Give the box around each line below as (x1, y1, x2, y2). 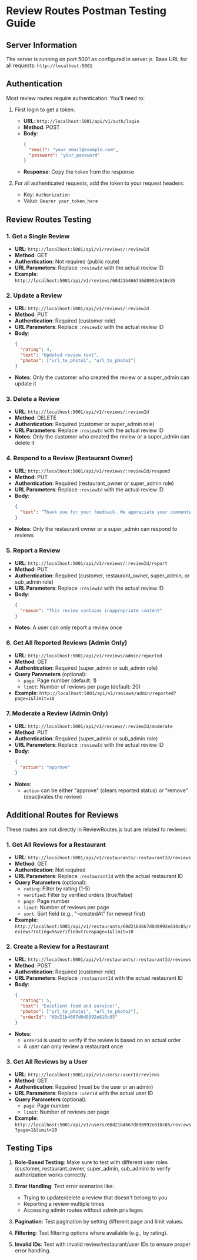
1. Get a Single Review (6, 232, 70, 240)
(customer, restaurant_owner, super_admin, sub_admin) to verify (14, 1165, 171, 1172)
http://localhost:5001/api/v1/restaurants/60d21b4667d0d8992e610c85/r (14, 924, 192, 930)
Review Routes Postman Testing (6, 4, 166, 18)
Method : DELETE (14, 414, 57, 421)
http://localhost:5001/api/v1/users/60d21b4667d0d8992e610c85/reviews (14, 1122, 192, 1128)
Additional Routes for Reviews (6, 810, 119, 820)
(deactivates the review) (23, 793, 82, 800)
